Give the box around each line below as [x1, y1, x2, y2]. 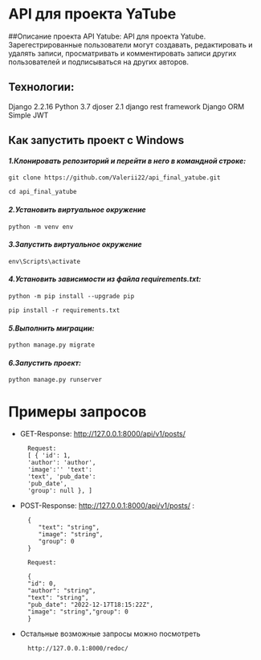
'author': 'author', [27, 459, 96, 467]
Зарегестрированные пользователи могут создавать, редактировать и [8, 39, 253, 49]
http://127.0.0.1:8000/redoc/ [27, 645, 128, 653]
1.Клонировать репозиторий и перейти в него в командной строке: [8, 156, 247, 166]
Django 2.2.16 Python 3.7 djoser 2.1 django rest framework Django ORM [8, 101, 245, 111]
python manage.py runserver [8, 375, 103, 384]
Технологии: [8, 80, 75, 94]
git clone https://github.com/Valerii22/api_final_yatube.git [8, 174, 221, 182]
